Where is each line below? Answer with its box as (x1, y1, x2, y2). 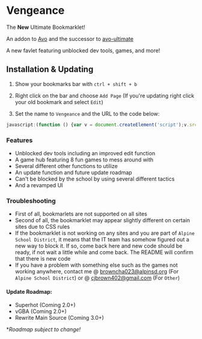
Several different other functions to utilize (14, 162, 118, 169)
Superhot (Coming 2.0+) (14, 302, 76, 309)
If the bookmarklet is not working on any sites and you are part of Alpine (14, 229, 195, 237)
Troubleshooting (6, 196, 56, 205)
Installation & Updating (6, 64, 94, 75)
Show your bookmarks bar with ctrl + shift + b (14, 80, 137, 87)
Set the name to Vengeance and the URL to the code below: (14, 110, 160, 117)
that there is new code (14, 255, 71, 263)
